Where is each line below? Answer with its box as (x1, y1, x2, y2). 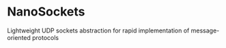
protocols (31, 33, 59, 41)
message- (190, 26, 220, 34)
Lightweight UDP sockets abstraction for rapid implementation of (7, 26, 190, 34)
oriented (7, 33, 31, 41)
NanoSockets (7, 4, 85, 20)
